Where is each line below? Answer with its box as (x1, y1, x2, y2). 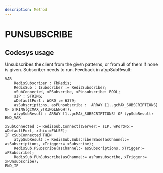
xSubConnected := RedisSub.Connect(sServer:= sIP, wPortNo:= (5, 124, 134, 129)
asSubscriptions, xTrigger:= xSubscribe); (5, 141, 94, 146)
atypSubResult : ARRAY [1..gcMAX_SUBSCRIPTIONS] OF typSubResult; (14, 111, 154, 116)
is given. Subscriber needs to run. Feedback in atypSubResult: (5, 66, 132, 72)
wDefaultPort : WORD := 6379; (14, 98, 77, 103)
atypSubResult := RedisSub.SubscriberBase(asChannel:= (14, 137, 129, 142)
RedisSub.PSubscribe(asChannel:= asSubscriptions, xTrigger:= (14, 146, 145, 151)
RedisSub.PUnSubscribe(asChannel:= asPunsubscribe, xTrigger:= (14, 154, 147, 159)
